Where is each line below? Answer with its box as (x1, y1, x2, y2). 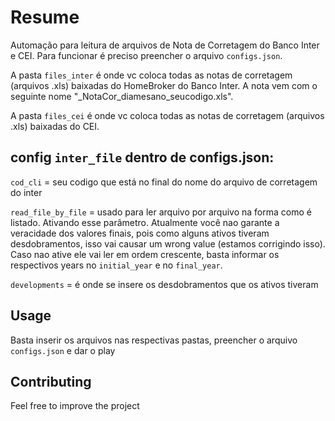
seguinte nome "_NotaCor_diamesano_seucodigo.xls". (10, 90, 234, 102)
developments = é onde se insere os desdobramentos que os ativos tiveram (10, 278, 319, 290)
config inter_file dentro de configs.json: (10, 149, 275, 166)
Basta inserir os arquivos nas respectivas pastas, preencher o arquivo (10, 334, 298, 346)
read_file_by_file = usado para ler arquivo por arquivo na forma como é (10, 206, 312, 218)
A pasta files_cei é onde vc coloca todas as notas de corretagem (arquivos (10, 109, 325, 121)
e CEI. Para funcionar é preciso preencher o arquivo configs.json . (10, 49, 283, 61)
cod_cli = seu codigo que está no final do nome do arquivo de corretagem (10, 176, 318, 188)
